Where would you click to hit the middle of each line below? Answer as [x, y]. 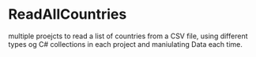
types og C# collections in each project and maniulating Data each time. [126, 44]
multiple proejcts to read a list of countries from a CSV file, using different [128, 36]
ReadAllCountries [68, 14]
